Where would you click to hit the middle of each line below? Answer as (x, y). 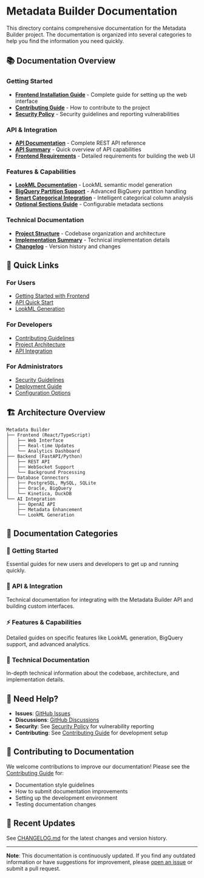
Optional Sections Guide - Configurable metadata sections (89, 204)
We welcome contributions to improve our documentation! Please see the (98, 766)
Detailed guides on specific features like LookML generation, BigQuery (95, 638)
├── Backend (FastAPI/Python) (45, 456)
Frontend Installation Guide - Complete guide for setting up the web (101, 94)
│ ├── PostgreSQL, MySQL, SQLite (51, 483)
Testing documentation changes (55, 804)
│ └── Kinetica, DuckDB (39, 493)
